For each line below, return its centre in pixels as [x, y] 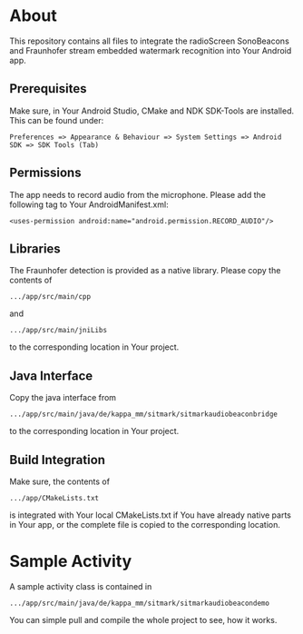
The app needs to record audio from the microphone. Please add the [137, 194]
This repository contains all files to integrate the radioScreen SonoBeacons [150, 41]
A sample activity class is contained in [81, 586]
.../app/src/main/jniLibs [58, 331]
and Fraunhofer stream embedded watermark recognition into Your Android [151, 50]
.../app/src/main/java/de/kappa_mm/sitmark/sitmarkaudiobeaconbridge [144, 414]
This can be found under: [57, 120]
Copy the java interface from [63, 398]
